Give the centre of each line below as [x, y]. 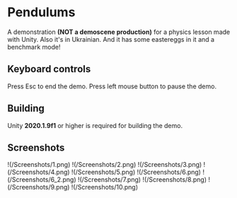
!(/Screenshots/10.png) [105, 187]
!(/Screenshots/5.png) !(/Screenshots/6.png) [136, 172]
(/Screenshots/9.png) [39, 187]
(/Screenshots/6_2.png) [42, 180]
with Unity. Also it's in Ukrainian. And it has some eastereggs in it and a [111, 39]
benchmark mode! [34, 47]
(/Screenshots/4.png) [39, 172]
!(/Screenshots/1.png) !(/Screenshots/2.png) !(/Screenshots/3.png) [105, 165]
